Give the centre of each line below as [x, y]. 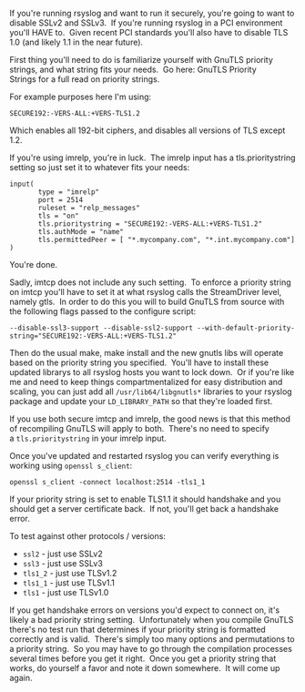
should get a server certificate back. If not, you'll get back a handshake [144, 509]
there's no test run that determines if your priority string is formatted [137, 629]
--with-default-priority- [246, 328]
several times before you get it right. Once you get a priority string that [143, 658]
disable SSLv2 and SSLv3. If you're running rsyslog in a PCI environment [146, 23]
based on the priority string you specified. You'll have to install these [139, 362]
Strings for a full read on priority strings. [85, 79]
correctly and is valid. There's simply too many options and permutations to [152, 639]
